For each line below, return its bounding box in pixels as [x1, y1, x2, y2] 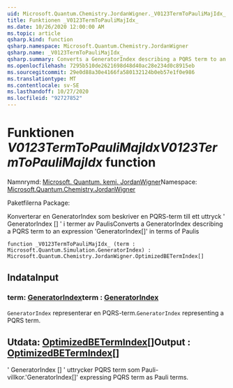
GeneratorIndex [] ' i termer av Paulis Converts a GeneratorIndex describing [7, 220, 223, 228]
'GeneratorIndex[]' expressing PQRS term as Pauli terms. [25, 373, 189, 382]
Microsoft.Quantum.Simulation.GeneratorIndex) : [7, 246, 151, 254]
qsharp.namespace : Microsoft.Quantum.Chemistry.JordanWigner [7, 43, 189, 50]
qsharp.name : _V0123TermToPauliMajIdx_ [7, 50, 123, 57]
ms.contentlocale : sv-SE [7, 82, 80, 89]
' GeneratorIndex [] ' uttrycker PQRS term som [7, 366, 141, 374]
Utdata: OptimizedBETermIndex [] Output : [7, 336, 190, 348]
